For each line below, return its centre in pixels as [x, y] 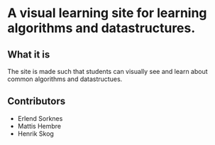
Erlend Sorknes [40, 118]
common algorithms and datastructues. [65, 79]
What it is [29, 54]
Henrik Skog [36, 134]
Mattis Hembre [39, 126]
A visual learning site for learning [107, 13]
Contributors [37, 101]
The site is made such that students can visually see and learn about [107, 71]
